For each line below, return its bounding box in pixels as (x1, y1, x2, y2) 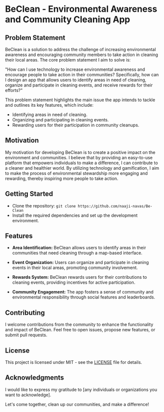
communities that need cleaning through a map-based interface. (12, 250, 143, 256)
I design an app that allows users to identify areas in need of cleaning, (5, 77, 147, 83)
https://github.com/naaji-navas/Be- (77, 204, 153, 208)
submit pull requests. (5, 332, 47, 338)
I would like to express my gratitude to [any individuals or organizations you (5, 386, 158, 392)
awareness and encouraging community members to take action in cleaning (5, 52, 158, 58)
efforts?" (5, 88, 23, 93)
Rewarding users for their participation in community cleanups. (12, 122, 140, 128)
